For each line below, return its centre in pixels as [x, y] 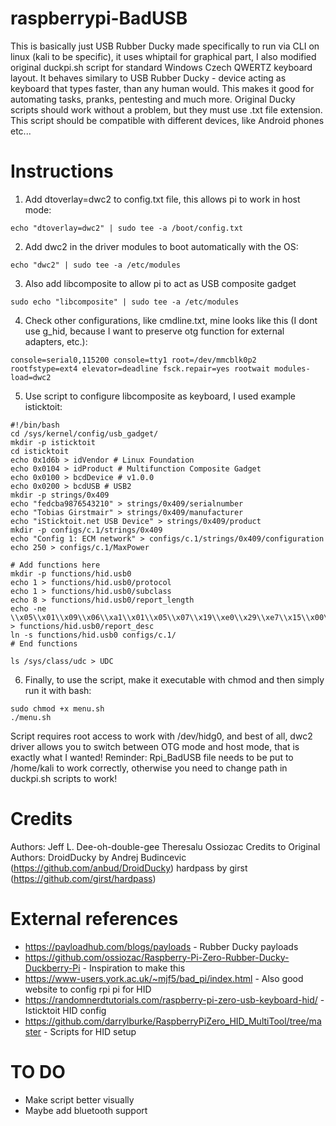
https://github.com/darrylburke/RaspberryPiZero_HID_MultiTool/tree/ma [173, 1021]
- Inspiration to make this [134, 968]
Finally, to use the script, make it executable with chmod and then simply [174, 679]
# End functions [44, 643]
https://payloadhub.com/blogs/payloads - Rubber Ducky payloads [161, 946]
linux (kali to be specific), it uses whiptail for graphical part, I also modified [163, 56]
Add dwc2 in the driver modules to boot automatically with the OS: [161, 246]
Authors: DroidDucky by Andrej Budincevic [98, 857]
